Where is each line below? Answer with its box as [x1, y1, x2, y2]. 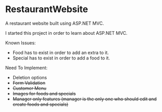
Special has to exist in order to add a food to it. [12, 54, 110, 61]
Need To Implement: [5, 65, 48, 71]
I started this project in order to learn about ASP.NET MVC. [5, 30, 128, 36]
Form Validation [12, 80, 46, 86]
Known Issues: [5, 39, 36, 46]
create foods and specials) [12, 101, 68, 107]
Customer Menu [12, 85, 47, 91]
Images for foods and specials [12, 90, 76, 96]
